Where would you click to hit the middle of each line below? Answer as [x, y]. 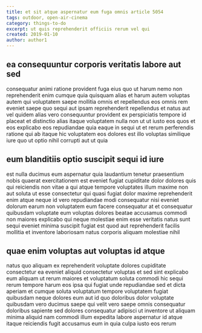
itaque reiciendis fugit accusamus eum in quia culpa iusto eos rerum [91, 324]
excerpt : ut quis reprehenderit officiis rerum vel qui [78, 29]
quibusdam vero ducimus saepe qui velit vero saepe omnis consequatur [96, 304]
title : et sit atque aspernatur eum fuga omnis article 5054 [85, 12]
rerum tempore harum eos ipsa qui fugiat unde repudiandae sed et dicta [96, 285]
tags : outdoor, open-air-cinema [47, 18]
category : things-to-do [36, 23]
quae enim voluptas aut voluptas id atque [86, 251]
